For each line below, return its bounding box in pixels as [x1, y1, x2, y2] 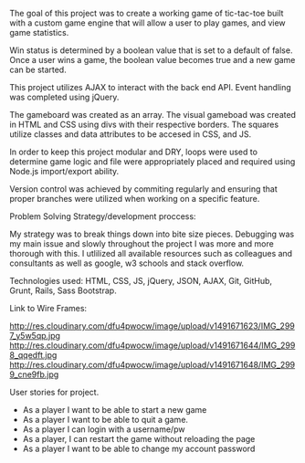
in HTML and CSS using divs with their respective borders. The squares [9, 119, 279, 130]
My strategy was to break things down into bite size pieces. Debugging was [9, 228, 295, 239]
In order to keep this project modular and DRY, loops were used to [9, 146, 258, 157]
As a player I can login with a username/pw [22, 424, 185, 435]
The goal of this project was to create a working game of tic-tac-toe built [9, 8, 284, 18]
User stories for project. [9, 387, 100, 397]
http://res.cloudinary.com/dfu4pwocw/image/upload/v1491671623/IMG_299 [9, 321, 295, 331]
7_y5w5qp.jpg [9, 331, 61, 341]
